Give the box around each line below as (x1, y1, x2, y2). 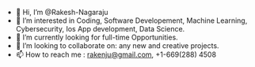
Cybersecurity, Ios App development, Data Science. (15, 24, 185, 33)
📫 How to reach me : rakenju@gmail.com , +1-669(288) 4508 (15, 50, 216, 59)
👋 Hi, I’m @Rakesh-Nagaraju (15, 8, 108, 17)
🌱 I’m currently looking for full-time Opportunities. (15, 32, 178, 42)
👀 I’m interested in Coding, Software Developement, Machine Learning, (15, 16, 248, 25)
